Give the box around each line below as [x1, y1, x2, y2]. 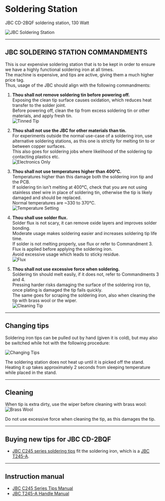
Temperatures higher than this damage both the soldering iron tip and [12, 173, 153, 179]
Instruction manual [5, 472, 65, 481]
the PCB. [12, 179, 30, 185]
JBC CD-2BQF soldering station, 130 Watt [5, 20, 89, 26]
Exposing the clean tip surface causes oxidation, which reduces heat [12, 97, 152, 103]
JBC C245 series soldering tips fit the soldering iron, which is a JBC [12, 448, 150, 454]
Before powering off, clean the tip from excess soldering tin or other [12, 107, 150, 113]
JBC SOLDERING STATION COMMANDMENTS [5, 48, 148, 57]
